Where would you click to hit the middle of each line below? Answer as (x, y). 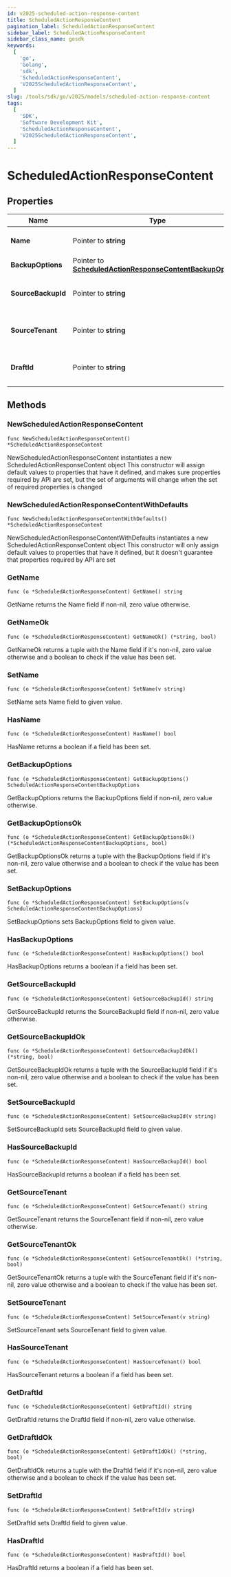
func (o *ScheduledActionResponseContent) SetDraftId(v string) (101, 1510)
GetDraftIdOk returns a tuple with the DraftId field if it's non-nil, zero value (112, 1471)
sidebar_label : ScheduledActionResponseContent (77, 33)
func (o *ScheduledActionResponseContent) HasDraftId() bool (97, 1555)
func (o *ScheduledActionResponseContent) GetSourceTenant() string (107, 1206)
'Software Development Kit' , (61, 122)
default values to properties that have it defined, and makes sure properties (114, 472)
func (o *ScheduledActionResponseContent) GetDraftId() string (100, 1407)
